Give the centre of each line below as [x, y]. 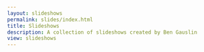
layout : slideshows [35, 13]
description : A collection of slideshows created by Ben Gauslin [102, 32]
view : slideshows [32, 38]
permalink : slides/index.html [50, 20]
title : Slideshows [33, 26]
